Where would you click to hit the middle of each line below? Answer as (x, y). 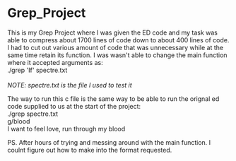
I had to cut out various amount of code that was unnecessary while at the (116, 47)
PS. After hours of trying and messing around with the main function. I (109, 142)
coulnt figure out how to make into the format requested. (90, 150)
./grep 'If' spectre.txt (37, 70)
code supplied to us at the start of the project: (74, 106)
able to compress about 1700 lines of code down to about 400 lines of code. (118, 40)
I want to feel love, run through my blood (66, 129)
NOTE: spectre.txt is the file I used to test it (70, 85)
